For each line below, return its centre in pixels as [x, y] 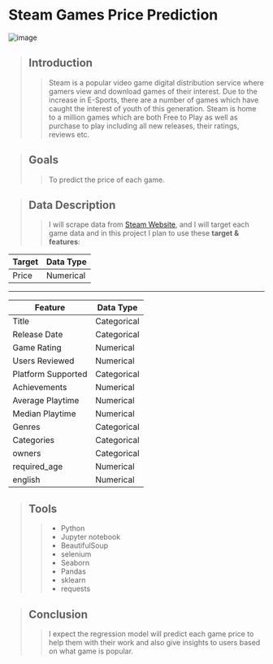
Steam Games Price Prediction [113, 15]
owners [27, 454]
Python [73, 528]
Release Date [38, 335]
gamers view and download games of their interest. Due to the [153, 91]
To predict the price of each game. [106, 180]
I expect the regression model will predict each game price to [151, 634]
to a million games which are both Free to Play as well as [143, 117]
